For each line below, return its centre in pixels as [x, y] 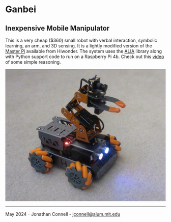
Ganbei [21, 9]
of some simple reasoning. [33, 62]
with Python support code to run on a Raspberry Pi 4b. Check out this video [85, 57]
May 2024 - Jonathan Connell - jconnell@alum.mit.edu [63, 214]
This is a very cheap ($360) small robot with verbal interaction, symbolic [81, 40]
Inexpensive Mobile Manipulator [58, 28]
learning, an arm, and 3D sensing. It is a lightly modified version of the [79, 46]
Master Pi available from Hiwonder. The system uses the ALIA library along [83, 51]
